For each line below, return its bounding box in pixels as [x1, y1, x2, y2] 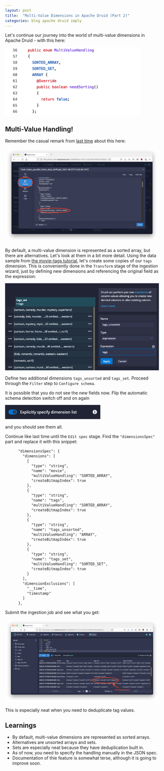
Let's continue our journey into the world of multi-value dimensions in [5, 32, 145, 38]
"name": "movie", [31, 468, 67, 473]
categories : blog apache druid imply [5, 18, 82, 23]
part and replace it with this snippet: [5, 438, 78, 444]
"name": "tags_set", [31, 557, 73, 562]
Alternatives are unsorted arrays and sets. [12, 740, 97, 745]
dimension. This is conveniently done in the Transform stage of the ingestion [5, 263, 158, 269]
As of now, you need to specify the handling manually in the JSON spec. [12, 750, 158, 756]
